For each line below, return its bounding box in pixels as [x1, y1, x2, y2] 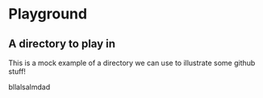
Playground [8, 5, 87, 23]
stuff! [8, 67, 27, 76]
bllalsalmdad [8, 82, 51, 92]
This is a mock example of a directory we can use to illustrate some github [8, 58, 256, 67]
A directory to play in [8, 37, 115, 51]
